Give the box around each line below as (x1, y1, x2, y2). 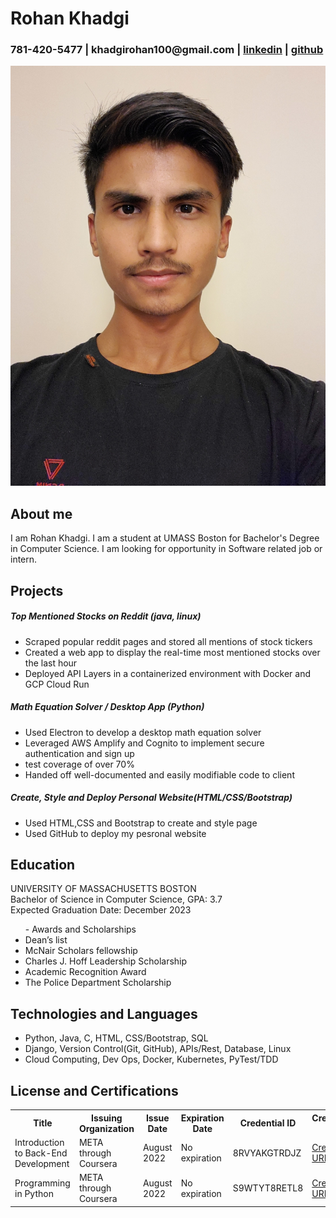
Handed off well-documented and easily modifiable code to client (24, 768, 295, 781)
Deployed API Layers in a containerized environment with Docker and (24, 667, 312, 679)
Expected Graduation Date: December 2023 (10, 904, 192, 916)
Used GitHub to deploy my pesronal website (24, 827, 207, 839)
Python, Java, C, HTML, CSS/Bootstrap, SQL (24, 1032, 209, 1044)
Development (14, 1157, 70, 1169)
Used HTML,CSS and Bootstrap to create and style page (24, 817, 258, 829)
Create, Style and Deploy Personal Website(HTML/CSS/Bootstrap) (10, 792, 293, 804)
